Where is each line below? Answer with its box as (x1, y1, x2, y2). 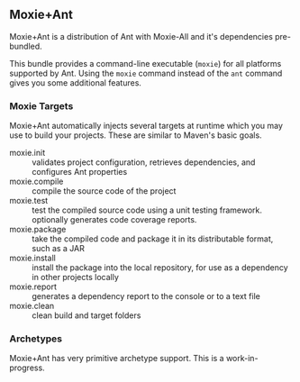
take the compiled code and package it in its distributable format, (32, 233, 274, 244)
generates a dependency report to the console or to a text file (32, 291, 261, 302)
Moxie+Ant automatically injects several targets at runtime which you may (9, 121, 284, 132)
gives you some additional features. (9, 77, 142, 88)
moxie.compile (9, 176, 64, 187)
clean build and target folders (32, 310, 141, 321)
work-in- (225, 353, 259, 364)
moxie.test (9, 196, 49, 206)
